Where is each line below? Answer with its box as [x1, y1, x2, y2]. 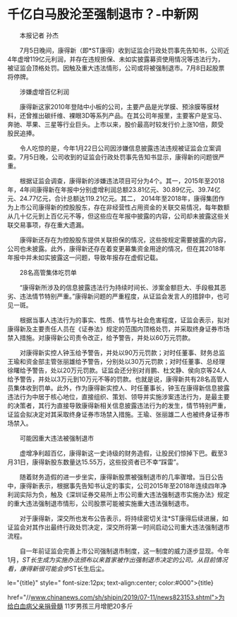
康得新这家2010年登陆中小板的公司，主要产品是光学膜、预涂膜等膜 [19, 102, 213, 111]
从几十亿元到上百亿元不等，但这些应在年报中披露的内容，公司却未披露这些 [7, 212, 224, 220]
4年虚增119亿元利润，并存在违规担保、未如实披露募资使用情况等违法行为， [7, 54, 224, 63]
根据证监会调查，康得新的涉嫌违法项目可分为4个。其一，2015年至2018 [19, 176, 225, 185]
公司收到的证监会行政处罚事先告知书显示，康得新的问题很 [51, 152, 219, 161]
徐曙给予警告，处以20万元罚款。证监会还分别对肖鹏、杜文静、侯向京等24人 [7, 366, 227, 374]
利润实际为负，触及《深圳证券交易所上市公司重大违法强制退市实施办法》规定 [7, 490, 230, 499]
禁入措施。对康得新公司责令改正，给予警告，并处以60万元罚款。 [7, 333, 195, 342]
